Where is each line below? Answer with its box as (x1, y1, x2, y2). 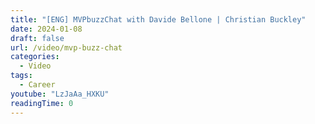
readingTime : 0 (10, 98, 74, 108)
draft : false (10, 33, 65, 43)
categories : (10, 52, 60, 62)
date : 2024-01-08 (10, 24, 83, 34)
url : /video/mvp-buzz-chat (10, 42, 123, 53)
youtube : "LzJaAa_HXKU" (10, 89, 110, 99)
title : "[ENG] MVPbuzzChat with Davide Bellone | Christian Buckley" (10, 14, 307, 25)
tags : (10, 71, 33, 81)
